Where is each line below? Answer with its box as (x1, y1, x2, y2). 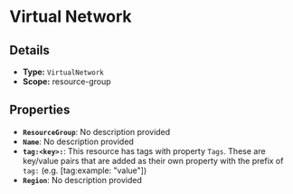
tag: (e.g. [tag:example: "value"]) (22, 165, 147, 176)
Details (9, 43, 50, 58)
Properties (9, 102, 71, 118)
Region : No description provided (22, 174, 142, 185)
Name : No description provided (22, 136, 134, 147)
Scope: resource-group (22, 76, 111, 87)
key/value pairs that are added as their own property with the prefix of (22, 155, 284, 166)
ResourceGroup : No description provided (22, 126, 171, 137)
